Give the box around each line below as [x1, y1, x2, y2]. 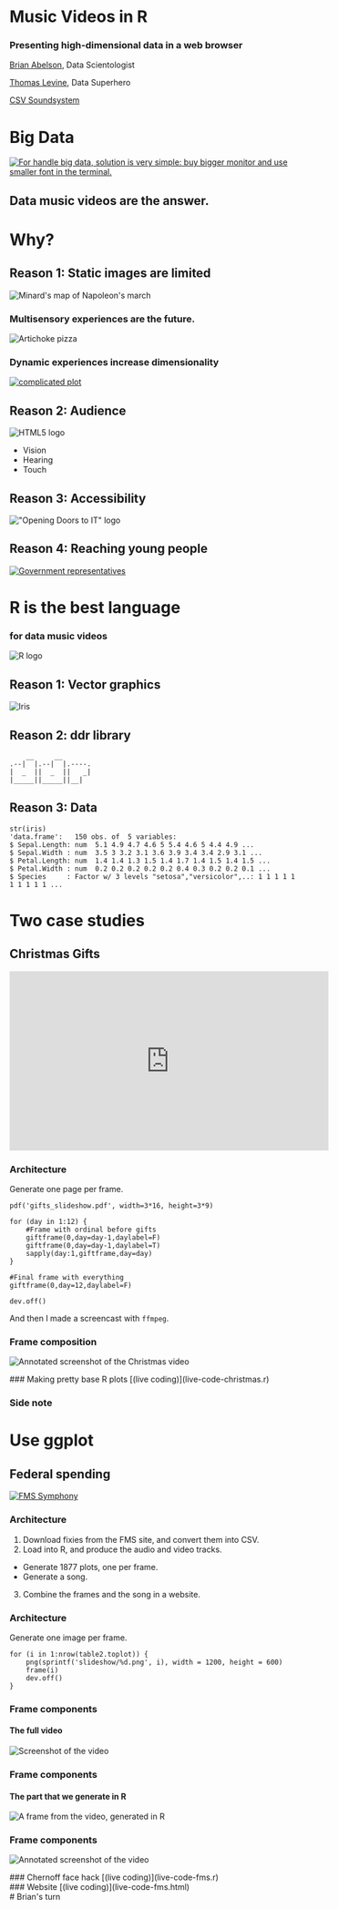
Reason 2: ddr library [9, 727, 131, 743]
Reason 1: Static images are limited [9, 266, 211, 281]
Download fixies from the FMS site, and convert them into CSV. [22, 1534, 260, 1545]
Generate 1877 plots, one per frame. [22, 1561, 159, 1572]
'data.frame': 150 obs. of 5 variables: [9, 832, 178, 842]
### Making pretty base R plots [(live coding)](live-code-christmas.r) [9, 1373, 270, 1385]
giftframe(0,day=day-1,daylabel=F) [26, 1233, 161, 1242]
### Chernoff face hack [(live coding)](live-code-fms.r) [9, 1872, 219, 1883]
